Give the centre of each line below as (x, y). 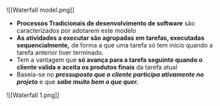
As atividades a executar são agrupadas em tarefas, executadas (110, 38)
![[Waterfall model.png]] (41, 10)
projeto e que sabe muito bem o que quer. (78, 82)
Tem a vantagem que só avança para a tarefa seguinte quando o (109, 60)
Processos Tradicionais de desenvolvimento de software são (106, 23)
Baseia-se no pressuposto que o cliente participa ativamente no (110, 74)
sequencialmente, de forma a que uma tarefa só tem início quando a (114, 45)
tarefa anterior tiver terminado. (60, 52)
